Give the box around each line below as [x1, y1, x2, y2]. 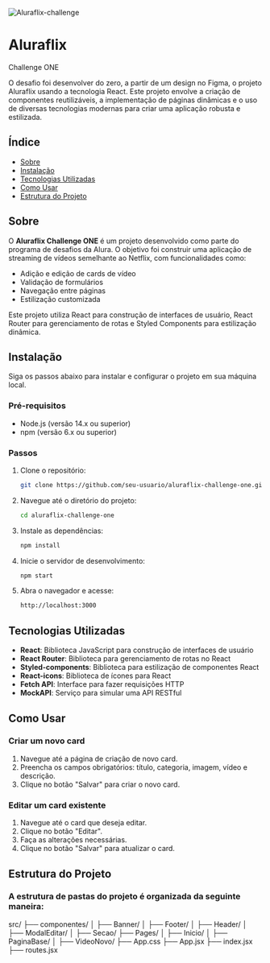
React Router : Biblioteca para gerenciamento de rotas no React [19, 654, 231, 663]
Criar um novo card [8, 735, 85, 746]
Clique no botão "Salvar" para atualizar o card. [19, 844, 176, 853]
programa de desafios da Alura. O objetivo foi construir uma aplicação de [8, 244, 252, 254]
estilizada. [8, 112, 43, 122]
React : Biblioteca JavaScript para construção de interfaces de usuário [19, 645, 254, 655]
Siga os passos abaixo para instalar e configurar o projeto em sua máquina [8, 371, 257, 382]
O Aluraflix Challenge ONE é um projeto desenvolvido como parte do [8, 236, 239, 246]
